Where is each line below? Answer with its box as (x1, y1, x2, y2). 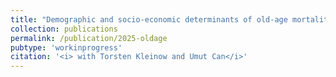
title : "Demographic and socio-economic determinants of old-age (10, 14, 288, 25)
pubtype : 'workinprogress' (10, 42, 123, 53)
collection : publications (10, 24, 118, 34)
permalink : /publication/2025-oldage (10, 33, 168, 43)
